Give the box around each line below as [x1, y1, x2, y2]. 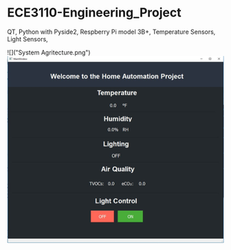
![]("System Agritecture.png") [7, 48, 91, 56]
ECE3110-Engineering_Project [7, 5, 181, 21]
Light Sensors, [7, 34, 48, 43]
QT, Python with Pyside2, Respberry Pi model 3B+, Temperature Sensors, [7, 28, 216, 36]
